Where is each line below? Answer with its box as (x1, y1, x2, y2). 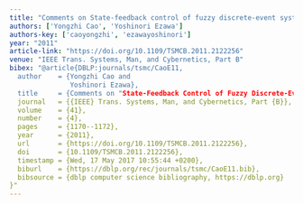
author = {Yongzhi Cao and (17, 72, 131, 81)
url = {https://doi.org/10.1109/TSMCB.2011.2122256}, (17, 139, 248, 148)
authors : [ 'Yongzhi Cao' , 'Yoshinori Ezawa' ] (9, 22, 183, 31)
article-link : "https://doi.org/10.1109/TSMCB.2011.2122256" (9, 47, 244, 56)
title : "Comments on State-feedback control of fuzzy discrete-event (9, 13, 277, 23)
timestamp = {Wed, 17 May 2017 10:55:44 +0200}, (17, 155, 204, 165)
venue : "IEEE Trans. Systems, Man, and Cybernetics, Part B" (9, 55, 244, 64)
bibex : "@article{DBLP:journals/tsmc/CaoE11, (9, 64, 183, 73)
